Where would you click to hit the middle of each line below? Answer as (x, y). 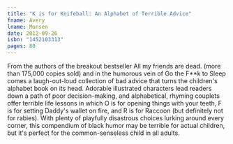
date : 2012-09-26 (32, 33)
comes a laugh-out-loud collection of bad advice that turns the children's (112, 81)
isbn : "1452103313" (36, 40)
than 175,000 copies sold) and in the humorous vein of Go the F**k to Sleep (117, 73)
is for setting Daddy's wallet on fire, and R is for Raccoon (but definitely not (115, 110)
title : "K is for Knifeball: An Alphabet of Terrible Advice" (99, 14)
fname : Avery (26, 20)
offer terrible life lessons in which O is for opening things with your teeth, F (114, 103)
